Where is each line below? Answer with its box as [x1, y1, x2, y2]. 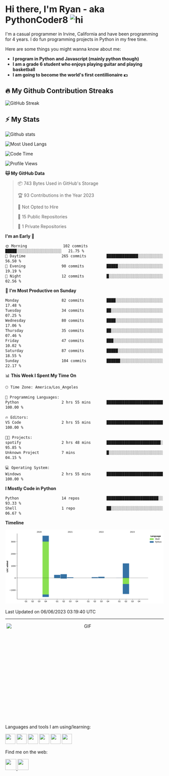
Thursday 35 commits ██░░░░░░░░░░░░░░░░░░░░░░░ [5, 328, 163, 333]
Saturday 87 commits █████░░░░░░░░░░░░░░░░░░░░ [5, 348, 163, 353]
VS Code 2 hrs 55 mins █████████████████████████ [5, 420, 163, 425]
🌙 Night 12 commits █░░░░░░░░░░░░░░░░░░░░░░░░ [5, 273, 163, 279]
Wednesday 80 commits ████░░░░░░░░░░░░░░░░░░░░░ [5, 318, 163, 323]
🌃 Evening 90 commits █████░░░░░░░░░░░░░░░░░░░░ [5, 263, 163, 269]
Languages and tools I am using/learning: [5, 724, 91, 730]
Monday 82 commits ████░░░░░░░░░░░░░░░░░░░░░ [5, 298, 163, 303]
